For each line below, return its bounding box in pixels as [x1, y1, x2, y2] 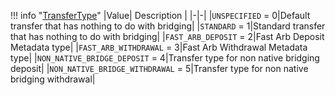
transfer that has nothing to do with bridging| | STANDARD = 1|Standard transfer [10, 20, 326, 32]
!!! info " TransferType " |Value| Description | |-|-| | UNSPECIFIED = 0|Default [10, 10, 311, 21]
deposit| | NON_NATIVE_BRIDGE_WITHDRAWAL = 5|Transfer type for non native [10, 63, 309, 74]
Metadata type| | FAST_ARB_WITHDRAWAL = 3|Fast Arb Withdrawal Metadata [10, 41, 308, 53]
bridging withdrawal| [10, 73, 96, 85]
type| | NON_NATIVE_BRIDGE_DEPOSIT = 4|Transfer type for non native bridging [10, 52, 320, 64]
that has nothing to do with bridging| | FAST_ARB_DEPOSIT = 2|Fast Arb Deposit [10, 31, 325, 42]
